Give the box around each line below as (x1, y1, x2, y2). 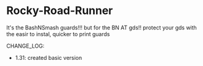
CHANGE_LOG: (6, 42, 45, 50)
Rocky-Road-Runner (6, 4, 113, 18)
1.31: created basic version (15, 54, 83, 61)
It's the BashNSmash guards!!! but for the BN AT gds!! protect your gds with (6, 24, 197, 31)
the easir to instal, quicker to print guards (6, 30, 110, 37)
